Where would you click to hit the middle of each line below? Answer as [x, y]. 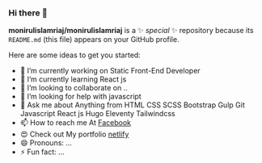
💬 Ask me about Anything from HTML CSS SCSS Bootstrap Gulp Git [132, 105]
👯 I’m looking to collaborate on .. [74, 88]
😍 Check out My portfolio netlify [74, 134]
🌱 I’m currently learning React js [73, 79]
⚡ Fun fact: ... [42, 152]
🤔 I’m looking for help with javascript [80, 97]
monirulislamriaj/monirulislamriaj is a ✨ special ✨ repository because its [131, 31]
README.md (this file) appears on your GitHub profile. [94, 40]
